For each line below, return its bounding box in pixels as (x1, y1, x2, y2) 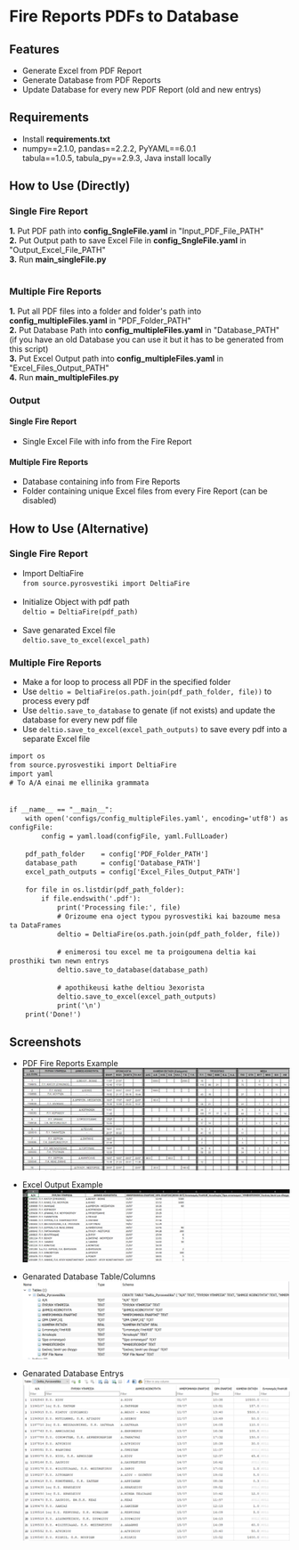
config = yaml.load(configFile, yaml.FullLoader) (41, 832, 229, 841)
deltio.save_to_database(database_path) (56, 966, 209, 975)
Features (9, 42, 60, 57)
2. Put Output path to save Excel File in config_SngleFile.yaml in (9, 234, 246, 246)
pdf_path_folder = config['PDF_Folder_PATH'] (25, 850, 209, 859)
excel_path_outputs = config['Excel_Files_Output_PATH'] (25, 868, 241, 877)
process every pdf (21, 696, 90, 706)
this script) (9, 343, 49, 354)
